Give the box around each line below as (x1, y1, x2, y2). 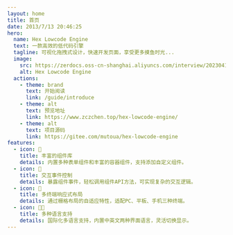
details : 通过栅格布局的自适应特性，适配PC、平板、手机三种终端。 (19, 197, 189, 205)
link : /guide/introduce (25, 95, 95, 102)
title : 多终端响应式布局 (19, 191, 83, 198)
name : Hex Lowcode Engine (13, 36, 89, 43)
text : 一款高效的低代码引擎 (13, 42, 85, 49)
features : (7, 140, 36, 147)
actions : (13, 74, 39, 82)
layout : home (7, 10, 45, 17)
